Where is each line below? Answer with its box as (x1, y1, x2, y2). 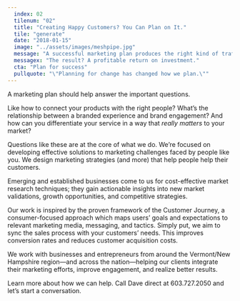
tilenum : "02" (14, 17, 56, 24)
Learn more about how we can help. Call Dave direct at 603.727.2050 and (7, 279, 224, 287)
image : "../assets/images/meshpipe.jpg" (14, 44, 136, 51)
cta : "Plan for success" (14, 63, 88, 71)
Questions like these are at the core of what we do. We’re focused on (7, 140, 211, 148)
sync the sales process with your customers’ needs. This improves (7, 228, 204, 237)
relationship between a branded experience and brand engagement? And (7, 111, 224, 120)
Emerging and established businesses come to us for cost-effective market (7, 176, 229, 185)
